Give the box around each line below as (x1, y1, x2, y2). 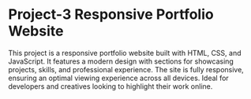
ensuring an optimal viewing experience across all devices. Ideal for (8, 73, 229, 82)
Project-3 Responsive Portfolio (8, 5, 215, 24)
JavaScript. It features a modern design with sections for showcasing (8, 57, 234, 66)
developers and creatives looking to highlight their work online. (8, 81, 213, 91)
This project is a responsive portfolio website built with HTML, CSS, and (8, 48, 242, 57)
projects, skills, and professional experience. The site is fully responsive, (8, 64, 245, 74)
